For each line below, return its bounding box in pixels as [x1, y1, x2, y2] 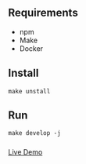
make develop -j [8, 129, 61, 137]
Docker [19, 43, 44, 53]
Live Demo [8, 148, 43, 157]
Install [8, 67, 39, 80]
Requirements [8, 6, 78, 20]
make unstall [8, 87, 51, 95]
